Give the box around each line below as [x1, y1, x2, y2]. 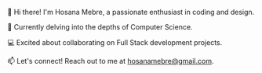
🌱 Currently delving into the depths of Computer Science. [7, 23, 193, 31]
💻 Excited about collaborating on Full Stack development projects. [7, 38, 223, 47]
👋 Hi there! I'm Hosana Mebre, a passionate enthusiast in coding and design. [7, 8, 255, 16]
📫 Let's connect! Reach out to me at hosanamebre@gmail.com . [7, 57, 214, 65]
